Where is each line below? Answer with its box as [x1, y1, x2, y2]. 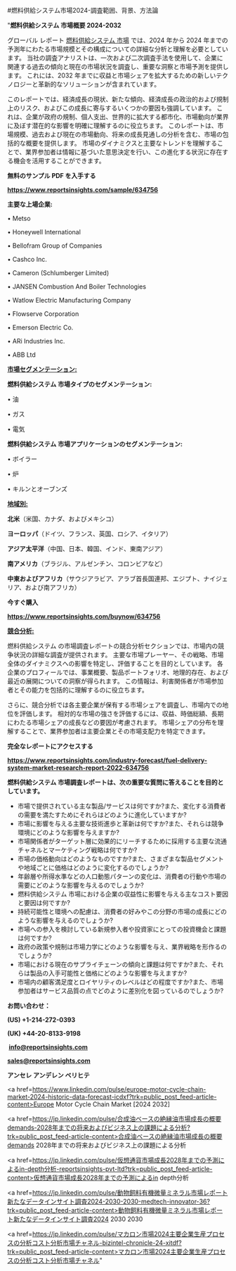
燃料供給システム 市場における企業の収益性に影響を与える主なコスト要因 [17, 890, 228, 898]
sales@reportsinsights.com [7, 1056, 91, 1065]
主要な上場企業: [7, 200, 53, 208]
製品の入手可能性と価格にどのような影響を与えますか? [29, 969, 188, 977]
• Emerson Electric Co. [7, 323, 74, 331]
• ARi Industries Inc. [7, 337, 65, 345]
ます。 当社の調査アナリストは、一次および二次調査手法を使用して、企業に [7, 53, 223, 62]
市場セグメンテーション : [7, 365, 77, 373]
